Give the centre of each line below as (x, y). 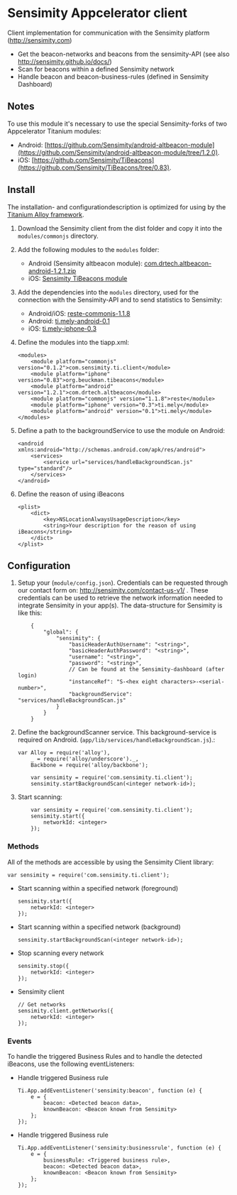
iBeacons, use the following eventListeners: (71, 1064)
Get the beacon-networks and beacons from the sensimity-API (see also (123, 54)
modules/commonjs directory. (58, 236)
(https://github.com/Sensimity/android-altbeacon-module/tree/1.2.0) (118, 152)
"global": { (61, 632)
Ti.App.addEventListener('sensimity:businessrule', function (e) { (119, 1147)
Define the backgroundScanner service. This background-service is (117, 732)
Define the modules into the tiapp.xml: (73, 342)
